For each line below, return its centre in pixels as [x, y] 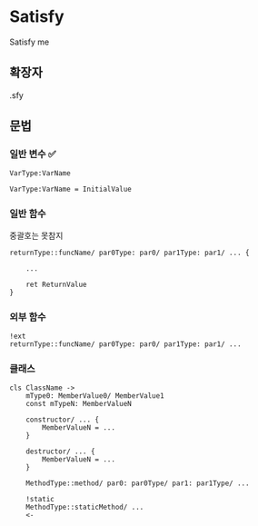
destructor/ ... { [60, 452]
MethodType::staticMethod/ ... [85, 507]
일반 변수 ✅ [33, 154]
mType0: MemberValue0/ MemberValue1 [95, 396]
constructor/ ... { [63, 420]
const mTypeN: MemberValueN [79, 404]
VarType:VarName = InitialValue [70, 189]
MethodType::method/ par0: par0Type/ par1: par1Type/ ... [138, 483]
